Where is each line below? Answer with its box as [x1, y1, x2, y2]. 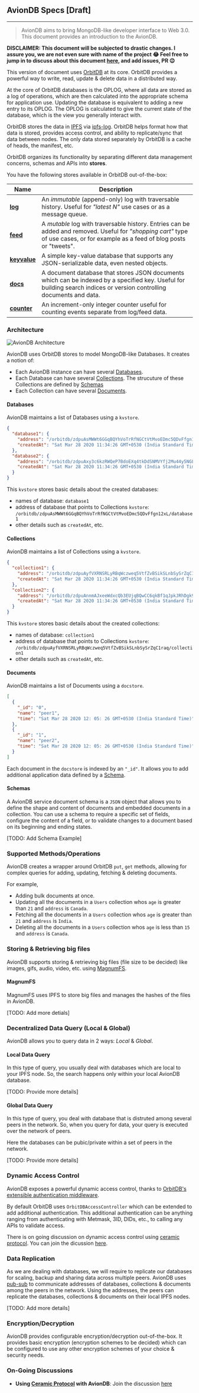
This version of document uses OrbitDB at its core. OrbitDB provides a [6, 68, 178, 75]
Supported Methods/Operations [6, 849, 101, 858]
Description [99, 185, 133, 193]
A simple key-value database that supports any [41, 251, 174, 260]
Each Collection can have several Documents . [15, 387, 128, 394]
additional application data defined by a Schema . [6, 771, 126, 778]
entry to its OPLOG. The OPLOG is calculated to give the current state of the [6, 105, 191, 112]
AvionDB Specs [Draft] [6, 5, 91, 15]
